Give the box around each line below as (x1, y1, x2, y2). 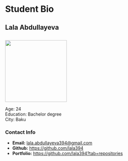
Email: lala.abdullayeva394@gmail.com (12, 140, 93, 146)
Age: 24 (5, 106, 21, 112)
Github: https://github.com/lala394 (12, 145, 84, 151)
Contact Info (5, 128, 36, 135)
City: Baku (5, 116, 26, 122)
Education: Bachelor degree (5, 111, 62, 117)
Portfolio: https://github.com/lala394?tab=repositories (12, 151, 123, 157)
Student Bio (5, 3, 54, 15)
